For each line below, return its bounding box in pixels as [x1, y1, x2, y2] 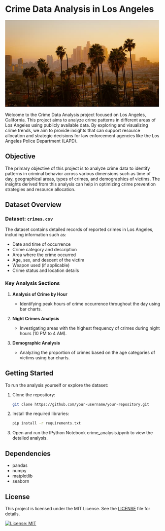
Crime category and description [12, 247, 77, 253]
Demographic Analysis [12, 340, 61, 346]
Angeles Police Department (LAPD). [5, 138, 78, 144]
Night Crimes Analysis [12, 315, 60, 321]
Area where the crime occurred [12, 252, 76, 258]
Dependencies [5, 449, 51, 457]
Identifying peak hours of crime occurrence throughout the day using [19, 301, 161, 306]
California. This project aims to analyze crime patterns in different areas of [5, 117, 156, 123]
